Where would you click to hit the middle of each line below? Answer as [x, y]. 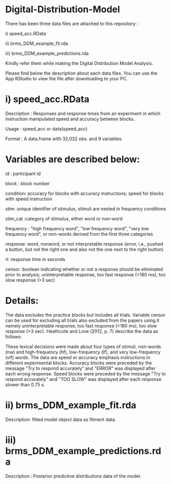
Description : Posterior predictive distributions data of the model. [74, 476]
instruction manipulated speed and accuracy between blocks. [70, 119]
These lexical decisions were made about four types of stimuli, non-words [83, 346]
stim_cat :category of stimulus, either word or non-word [64, 218]
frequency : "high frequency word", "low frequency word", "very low [77, 228]
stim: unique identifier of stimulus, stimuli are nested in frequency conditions [86, 209]
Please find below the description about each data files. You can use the [81, 73]
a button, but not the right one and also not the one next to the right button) [84, 249]
